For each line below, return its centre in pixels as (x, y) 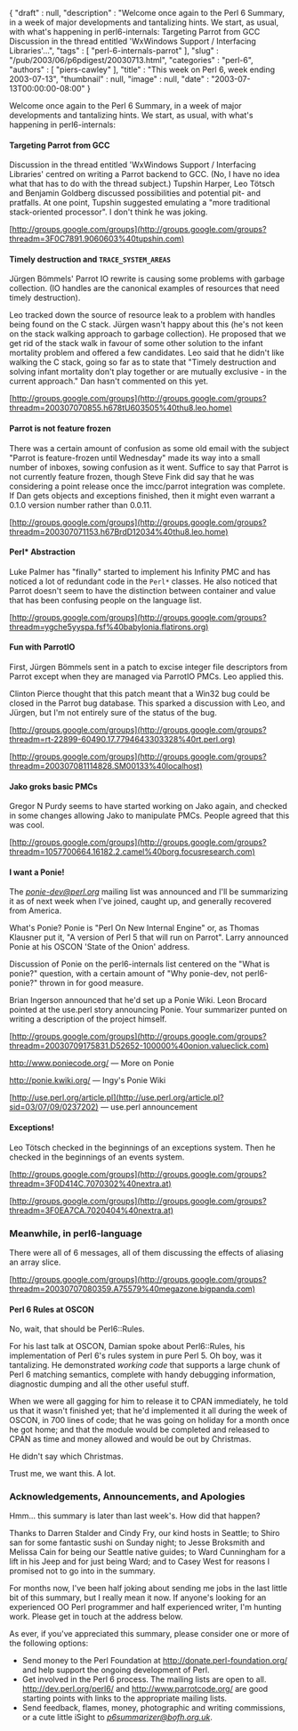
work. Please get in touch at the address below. (96, 1617)
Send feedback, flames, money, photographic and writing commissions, (154, 1708)
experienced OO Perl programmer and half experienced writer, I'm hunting (145, 1607)
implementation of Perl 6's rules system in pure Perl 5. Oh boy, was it (136, 1355)
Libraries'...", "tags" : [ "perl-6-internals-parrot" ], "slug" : (114, 51)
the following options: (49, 1643)
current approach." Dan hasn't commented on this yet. (109, 381)
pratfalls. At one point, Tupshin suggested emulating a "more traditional (140, 203)
